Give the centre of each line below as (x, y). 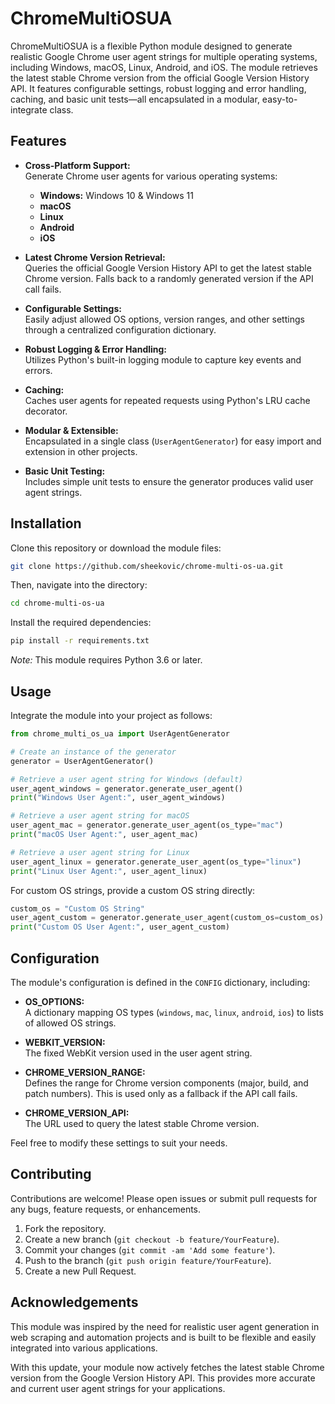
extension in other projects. (81, 451)
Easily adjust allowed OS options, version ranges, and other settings (164, 319)
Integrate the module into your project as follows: (111, 715)
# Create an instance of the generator (93, 752)
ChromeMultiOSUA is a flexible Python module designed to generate (151, 46)
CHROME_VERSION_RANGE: (85, 1072)
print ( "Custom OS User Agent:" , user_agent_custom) (120, 927)
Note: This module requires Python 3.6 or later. (106, 660)
